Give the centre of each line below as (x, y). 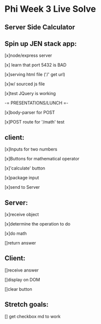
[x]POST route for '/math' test (35, 122)
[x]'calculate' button (25, 168)
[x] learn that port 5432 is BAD (36, 65)
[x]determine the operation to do (38, 224)
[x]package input (22, 178)
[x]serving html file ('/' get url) (35, 75)
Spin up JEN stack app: (41, 43)
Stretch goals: (26, 305)
